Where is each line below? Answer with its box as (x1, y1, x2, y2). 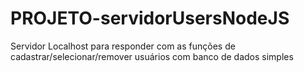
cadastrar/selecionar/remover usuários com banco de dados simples (10, 50, 294, 62)
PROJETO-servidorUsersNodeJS (10, 7, 290, 30)
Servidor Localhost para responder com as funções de (10, 40, 236, 52)
